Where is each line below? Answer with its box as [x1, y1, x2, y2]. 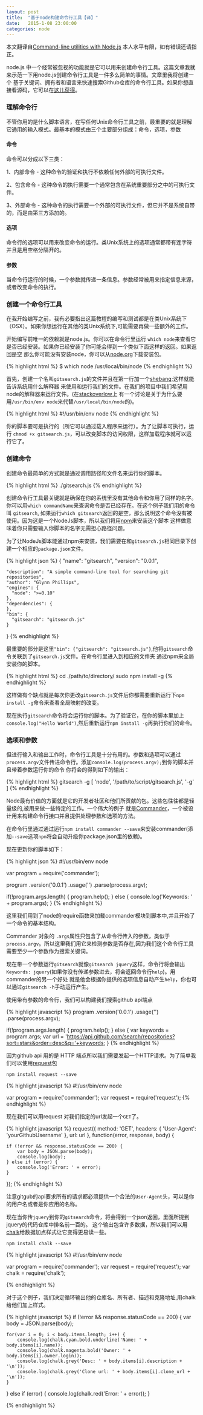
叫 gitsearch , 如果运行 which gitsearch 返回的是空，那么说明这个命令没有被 [6, 509, 192, 516]
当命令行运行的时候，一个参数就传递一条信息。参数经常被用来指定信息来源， [6, 276, 197, 283]
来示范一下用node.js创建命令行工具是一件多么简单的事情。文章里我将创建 [6, 71, 189, 79]
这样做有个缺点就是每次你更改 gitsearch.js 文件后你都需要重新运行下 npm [6, 691, 185, 698]
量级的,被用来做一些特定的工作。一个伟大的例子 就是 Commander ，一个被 [6, 805, 188, 812]
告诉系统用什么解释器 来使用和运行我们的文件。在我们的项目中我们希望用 [6, 383, 188, 390]
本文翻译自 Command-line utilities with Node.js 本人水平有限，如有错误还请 [6, 43, 192, 50]
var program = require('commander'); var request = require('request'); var [6, 1263, 190, 1271]
